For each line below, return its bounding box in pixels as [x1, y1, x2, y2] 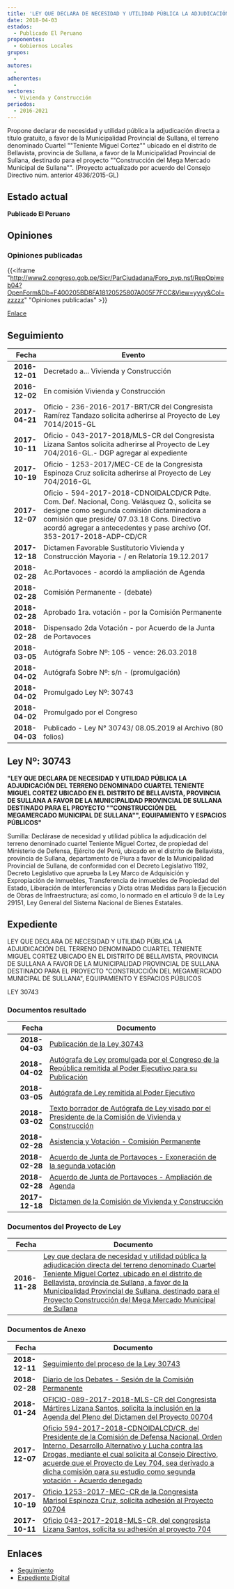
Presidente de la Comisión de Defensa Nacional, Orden [42, 1432, 223, 1441]
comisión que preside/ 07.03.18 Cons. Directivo [42, 515, 201, 524]
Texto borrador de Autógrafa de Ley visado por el [49, 1103, 211, 1113]
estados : [7, 23, 33, 30]
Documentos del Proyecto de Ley [7, 1221, 122, 1231]
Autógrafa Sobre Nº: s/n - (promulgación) [42, 668, 181, 678]
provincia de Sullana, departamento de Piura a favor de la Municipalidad [7, 854, 214, 862]
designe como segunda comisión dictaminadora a [42, 506, 207, 515]
